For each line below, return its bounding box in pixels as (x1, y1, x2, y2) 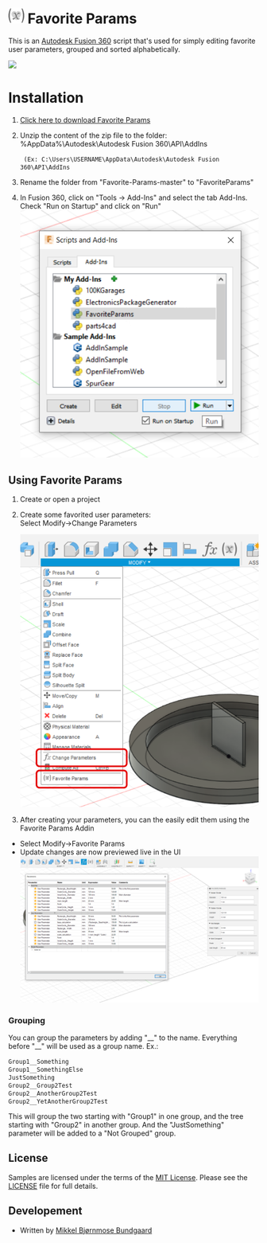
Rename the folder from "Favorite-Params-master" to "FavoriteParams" (19, 177, 254, 186)
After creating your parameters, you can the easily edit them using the (19, 815, 250, 824)
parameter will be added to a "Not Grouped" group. (8, 1128, 176, 1138)
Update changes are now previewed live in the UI (19, 847, 181, 857)
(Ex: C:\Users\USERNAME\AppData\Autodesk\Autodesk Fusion (23, 155, 220, 163)
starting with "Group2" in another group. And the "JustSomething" (8, 1120, 225, 1129)
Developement (8, 1204, 83, 1218)
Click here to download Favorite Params (19, 115, 151, 124)
